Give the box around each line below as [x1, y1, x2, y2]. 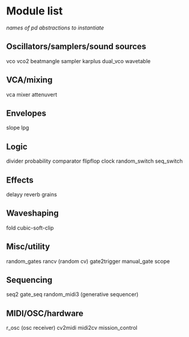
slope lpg [6, 124, 29, 132]
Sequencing [6, 275, 53, 285]
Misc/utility [6, 241, 50, 252]
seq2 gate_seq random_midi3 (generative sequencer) [6, 291, 139, 298]
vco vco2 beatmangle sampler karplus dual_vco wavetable [6, 57, 151, 64]
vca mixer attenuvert [6, 91, 58, 98]
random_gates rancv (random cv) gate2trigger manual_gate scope [6, 257, 170, 265]
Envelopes [6, 108, 47, 118]
